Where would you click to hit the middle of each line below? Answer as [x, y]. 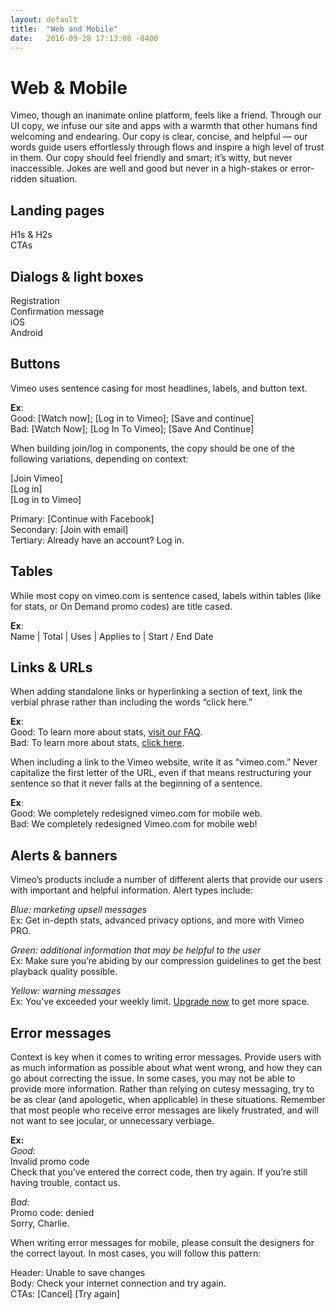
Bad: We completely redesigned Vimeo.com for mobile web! [134, 824]
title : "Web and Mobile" [64, 29]
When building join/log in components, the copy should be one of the [153, 448]
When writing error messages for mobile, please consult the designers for [162, 1242]
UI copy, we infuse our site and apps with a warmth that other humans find [164, 126]
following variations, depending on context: [99, 458]
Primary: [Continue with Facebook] [82, 518]
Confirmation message [57, 311]
